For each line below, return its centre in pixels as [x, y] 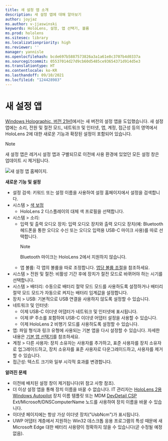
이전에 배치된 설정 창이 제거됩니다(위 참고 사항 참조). [64, 383]
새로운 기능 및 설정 [23, 182]
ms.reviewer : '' [22, 47]
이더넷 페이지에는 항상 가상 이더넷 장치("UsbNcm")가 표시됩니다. [76, 414]
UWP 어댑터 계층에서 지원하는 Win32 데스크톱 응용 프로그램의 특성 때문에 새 [87, 420]
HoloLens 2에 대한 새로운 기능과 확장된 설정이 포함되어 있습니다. [69, 134]
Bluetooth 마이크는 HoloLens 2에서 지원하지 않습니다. [73, 257]
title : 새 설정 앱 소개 [27, 10]
